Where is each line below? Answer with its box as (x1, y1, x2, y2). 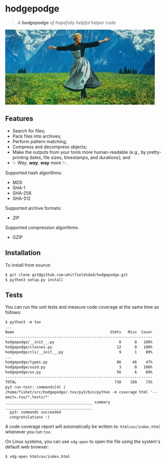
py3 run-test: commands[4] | (5, 385, 66, 390)
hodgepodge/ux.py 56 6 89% (5, 370, 153, 375)
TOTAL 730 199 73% (5, 380, 153, 385)
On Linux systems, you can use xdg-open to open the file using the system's (5, 438, 161, 444)
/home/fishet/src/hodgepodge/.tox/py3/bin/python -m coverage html (5, 390, 149, 395)
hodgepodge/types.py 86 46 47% (5, 360, 153, 365)
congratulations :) (9, 415, 50, 420)
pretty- (147, 149, 162, 155)
